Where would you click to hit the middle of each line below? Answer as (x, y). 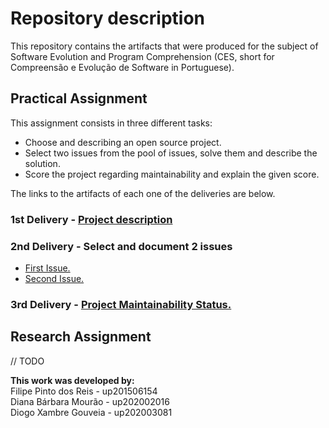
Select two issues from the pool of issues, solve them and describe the (171, 153)
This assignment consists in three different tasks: (111, 123)
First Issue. (47, 268)
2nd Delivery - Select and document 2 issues (121, 246)
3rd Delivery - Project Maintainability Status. (121, 304)
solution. (42, 163)
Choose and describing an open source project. (123, 142)
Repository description (107, 18)
